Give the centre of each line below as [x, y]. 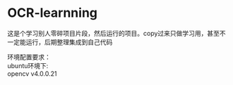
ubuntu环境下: [28, 65]
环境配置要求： [29, 57]
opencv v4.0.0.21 [32, 73]
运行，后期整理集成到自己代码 [69, 42]
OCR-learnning [52, 13]
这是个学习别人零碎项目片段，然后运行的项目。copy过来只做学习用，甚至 [114, 33]
